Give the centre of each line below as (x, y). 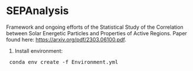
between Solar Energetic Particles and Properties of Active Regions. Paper (97, 33)
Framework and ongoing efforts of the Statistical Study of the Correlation (95, 27)
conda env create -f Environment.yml (64, 62)
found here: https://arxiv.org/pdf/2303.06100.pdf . (66, 39)
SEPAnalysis (37, 11)
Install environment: (39, 50)
